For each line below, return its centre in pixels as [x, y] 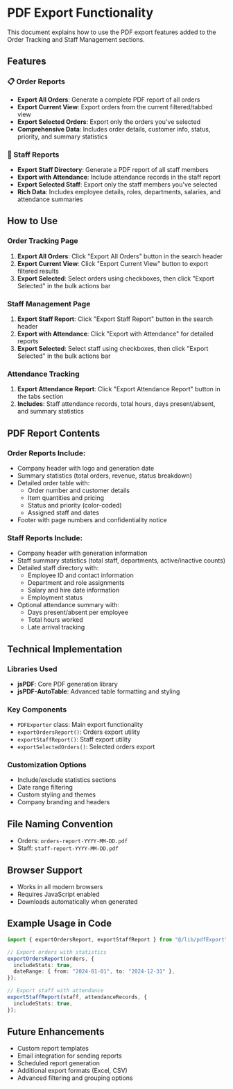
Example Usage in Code [60, 924]
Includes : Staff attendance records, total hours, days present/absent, [116, 404]
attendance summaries [50, 199]
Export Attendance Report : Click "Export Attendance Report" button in [119, 389]
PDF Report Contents [54, 433]
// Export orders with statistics [57, 952]
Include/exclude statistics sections [67, 780]
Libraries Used [32, 668]
